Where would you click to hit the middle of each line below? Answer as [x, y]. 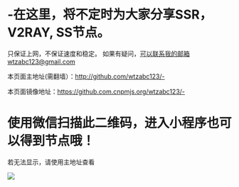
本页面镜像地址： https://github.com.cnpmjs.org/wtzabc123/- [96, 91]
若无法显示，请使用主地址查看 [51, 162]
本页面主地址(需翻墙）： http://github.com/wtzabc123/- [86, 76]
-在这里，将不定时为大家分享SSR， [110, 15]
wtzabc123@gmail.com [42, 61]
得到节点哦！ [58, 141]
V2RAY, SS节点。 [59, 32]
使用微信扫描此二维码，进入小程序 [107, 123]
